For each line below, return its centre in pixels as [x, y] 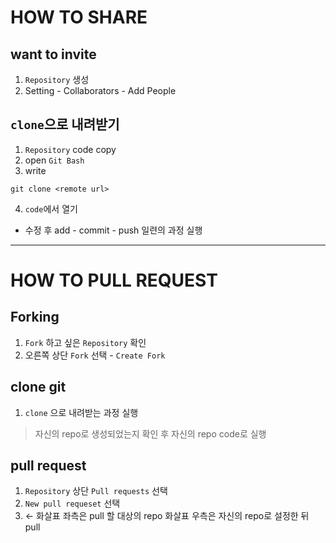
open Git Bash [54, 160]
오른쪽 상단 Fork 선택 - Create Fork [95, 355]
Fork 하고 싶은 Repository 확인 [85, 342]
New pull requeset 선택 [72, 503]
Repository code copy [70, 149]
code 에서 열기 [51, 208]
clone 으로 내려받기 [65, 124]
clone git [38, 387]
